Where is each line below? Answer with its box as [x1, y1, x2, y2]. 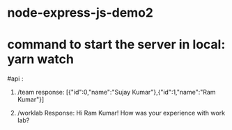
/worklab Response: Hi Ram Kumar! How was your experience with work [17, 109, 225, 117]
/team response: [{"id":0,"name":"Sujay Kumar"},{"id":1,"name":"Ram [17, 88, 216, 97]
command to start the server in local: [7, 37, 226, 53]
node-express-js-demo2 [7, 5, 153, 21]
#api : [7, 74, 24, 83]
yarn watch [7, 51, 75, 67]
